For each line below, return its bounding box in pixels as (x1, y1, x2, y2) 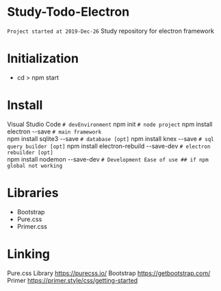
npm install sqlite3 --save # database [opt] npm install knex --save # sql (7, 134, 214, 142)
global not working (7, 162, 63, 169)
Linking (7, 246, 50, 262)
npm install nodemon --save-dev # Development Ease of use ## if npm (7, 155, 209, 163)
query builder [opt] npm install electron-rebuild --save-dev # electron (7, 142, 211, 150)
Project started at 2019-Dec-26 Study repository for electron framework (7, 27, 214, 35)
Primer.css (16, 222, 48, 230)
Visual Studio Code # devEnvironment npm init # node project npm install (7, 120, 213, 128)
